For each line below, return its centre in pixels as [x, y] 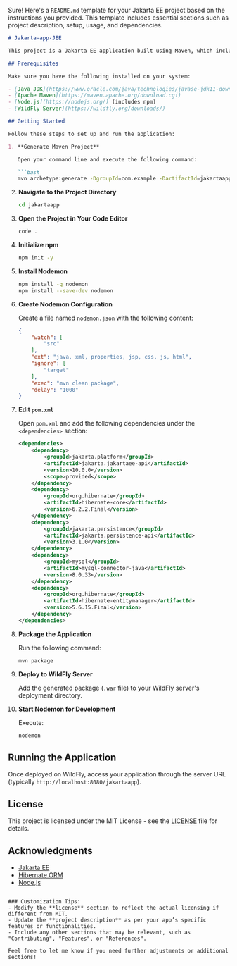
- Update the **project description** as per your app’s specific [107, 920]
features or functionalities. [52, 926]
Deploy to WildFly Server [56, 674]
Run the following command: [59, 648]
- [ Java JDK [25, 89]
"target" [57, 370]
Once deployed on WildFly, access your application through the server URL [117, 774]
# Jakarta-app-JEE [35, 38]
